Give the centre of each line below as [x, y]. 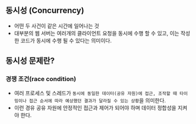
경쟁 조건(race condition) [41, 79]
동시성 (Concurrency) [45, 11]
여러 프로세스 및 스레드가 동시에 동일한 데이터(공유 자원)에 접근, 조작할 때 [96, 93]
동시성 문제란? [30, 61]
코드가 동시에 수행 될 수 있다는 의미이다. [66, 41]
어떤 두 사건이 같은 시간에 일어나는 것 [57, 26]
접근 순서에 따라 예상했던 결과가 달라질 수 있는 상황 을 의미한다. [97, 100]
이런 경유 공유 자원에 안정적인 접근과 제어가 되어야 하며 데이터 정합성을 [95, 108]
